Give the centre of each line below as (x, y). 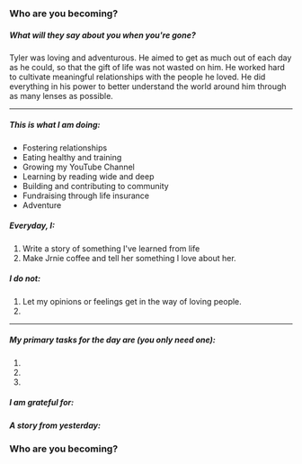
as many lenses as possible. (62, 96)
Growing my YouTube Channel (78, 167)
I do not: (25, 278)
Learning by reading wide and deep (88, 176)
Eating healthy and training (72, 157)
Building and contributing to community (95, 186)
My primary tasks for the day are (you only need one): (112, 340)
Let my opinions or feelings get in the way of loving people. (132, 301)
